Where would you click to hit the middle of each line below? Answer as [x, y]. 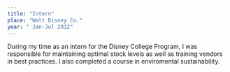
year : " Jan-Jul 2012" [40, 27]
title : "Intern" [31, 14]
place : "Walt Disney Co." [45, 20]
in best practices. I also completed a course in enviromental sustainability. [114, 62]
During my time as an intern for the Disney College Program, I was [102, 47]
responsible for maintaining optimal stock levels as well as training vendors [115, 54]
